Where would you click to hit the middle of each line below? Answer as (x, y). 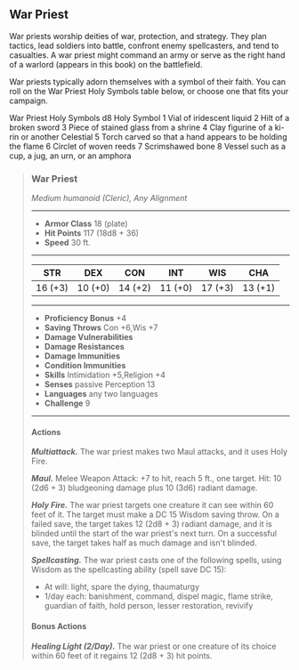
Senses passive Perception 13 (100, 384)
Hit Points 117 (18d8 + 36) (92, 233)
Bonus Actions (59, 626)
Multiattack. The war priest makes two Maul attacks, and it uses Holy (159, 452)
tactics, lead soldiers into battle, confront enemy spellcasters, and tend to (144, 45)
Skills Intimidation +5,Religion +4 (105, 375)
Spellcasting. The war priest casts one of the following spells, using (156, 561)
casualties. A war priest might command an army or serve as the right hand (147, 55)
